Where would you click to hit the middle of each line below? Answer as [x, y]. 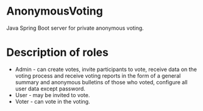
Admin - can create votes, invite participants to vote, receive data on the [106, 69]
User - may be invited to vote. [52, 95]
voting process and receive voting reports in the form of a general [98, 76]
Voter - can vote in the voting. [52, 101]
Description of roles [57, 52]
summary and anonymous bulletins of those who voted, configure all [101, 82]
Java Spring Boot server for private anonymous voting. [75, 28]
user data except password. [50, 89]
